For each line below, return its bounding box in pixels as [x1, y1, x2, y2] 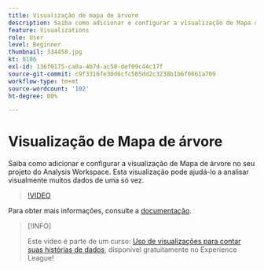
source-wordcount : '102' [8, 84, 90, 93]
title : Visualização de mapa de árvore [8, 11, 139, 20]
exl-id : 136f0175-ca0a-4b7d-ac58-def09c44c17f [8, 63, 163, 71]
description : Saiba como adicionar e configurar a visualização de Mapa [8, 19, 251, 27]
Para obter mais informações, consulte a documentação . [8, 206, 192, 216]
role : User [8, 33, 44, 42]
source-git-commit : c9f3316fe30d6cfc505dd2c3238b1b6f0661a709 [8, 70, 216, 78]
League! [27, 253, 54, 263]
